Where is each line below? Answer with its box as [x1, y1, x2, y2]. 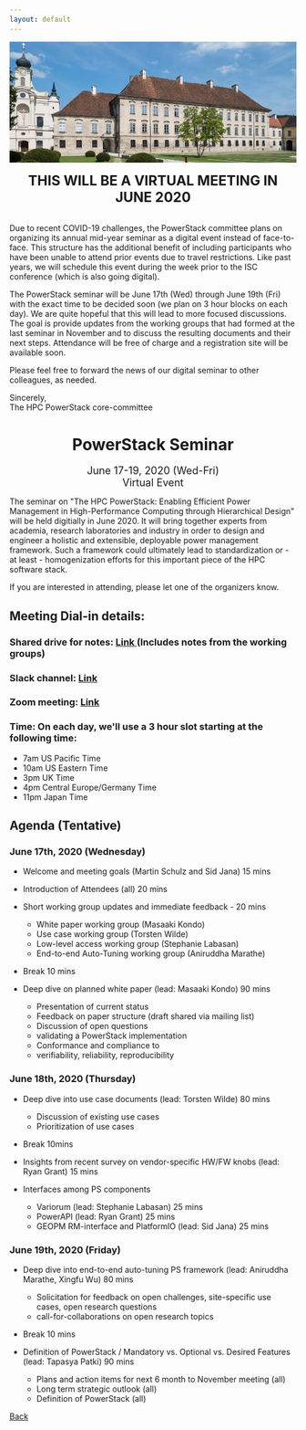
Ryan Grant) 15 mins [22, 1165, 98, 1177]
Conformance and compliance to [36, 1040, 160, 1051]
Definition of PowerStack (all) [36, 1393, 147, 1404]
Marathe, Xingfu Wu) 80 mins [22, 1274, 134, 1285]
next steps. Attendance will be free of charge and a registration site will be [9, 338, 289, 349]
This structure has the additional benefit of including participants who [30, 242, 292, 253]
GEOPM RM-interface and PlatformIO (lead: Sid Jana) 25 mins [36, 1220, 270, 1232]
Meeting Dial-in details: [9, 608, 146, 624]
